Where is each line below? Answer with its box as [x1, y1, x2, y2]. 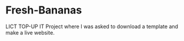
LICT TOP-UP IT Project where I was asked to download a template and [5, 23, 179, 30]
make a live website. [5, 29, 55, 36]
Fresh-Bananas [5, 4, 82, 17]
